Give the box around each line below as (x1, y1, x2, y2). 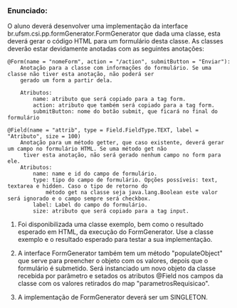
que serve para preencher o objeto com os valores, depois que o (17, 257, 209, 265)
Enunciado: (7, 6, 48, 16)
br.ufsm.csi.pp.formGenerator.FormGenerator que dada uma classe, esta (7, 29, 221, 38)
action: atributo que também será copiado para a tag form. (33, 102, 215, 109)
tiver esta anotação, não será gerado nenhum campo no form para (23, 152, 221, 159)
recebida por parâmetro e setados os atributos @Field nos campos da (17, 272, 223, 280)
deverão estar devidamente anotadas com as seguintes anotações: (7, 45, 204, 53)
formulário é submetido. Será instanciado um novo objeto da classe (17, 264, 216, 272)
